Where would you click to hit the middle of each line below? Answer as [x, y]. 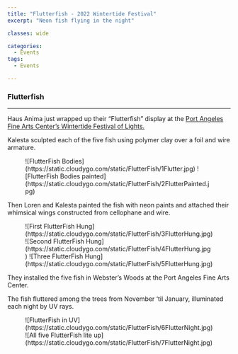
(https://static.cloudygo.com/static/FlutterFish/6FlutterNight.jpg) [119, 328]
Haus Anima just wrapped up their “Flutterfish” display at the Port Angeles [115, 119]
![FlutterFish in [46, 320]
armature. [22, 148]
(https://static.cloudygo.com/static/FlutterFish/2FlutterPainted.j [117, 184]
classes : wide [28, 33]
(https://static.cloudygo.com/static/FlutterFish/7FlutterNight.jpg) [119, 343]
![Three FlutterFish [56, 256]
